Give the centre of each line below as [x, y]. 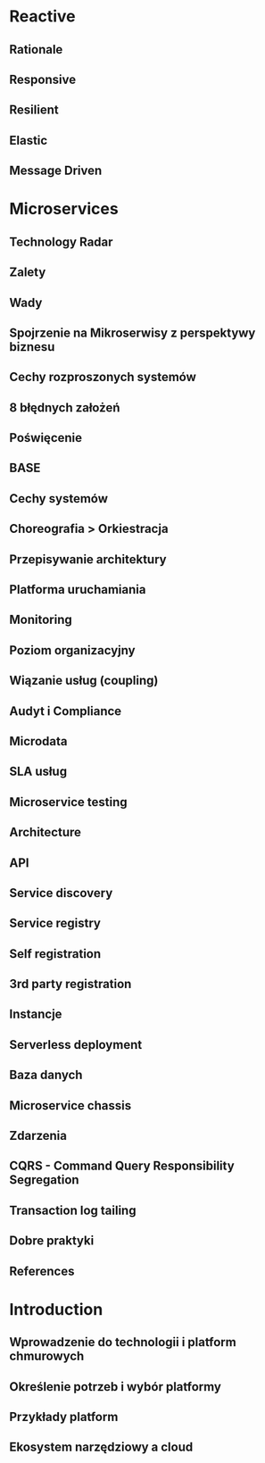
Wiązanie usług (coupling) [84, 681]
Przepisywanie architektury [88, 559]
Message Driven [56, 171]
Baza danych [46, 1075]
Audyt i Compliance [66, 711]
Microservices [64, 209]
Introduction [56, 1309]
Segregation [44, 1180]
